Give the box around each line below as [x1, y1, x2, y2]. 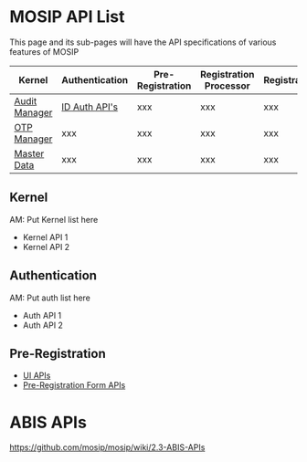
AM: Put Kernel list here [9, 214, 99, 225]
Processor [204, 79, 251, 92]
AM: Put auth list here [9, 292, 91, 303]
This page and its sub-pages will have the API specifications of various [9, 37, 277, 47]
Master [14, 147, 45, 160]
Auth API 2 [22, 320, 64, 331]
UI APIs [22, 370, 51, 381]
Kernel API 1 [22, 231, 69, 243]
